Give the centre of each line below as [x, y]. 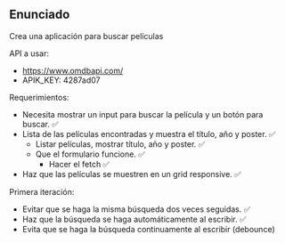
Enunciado [40, 15]
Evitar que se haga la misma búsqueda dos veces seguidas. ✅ [136, 209]
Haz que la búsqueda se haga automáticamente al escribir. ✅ [134, 219]
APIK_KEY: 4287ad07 [61, 80]
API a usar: [29, 53]
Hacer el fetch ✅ [79, 164]
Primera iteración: [42, 191]
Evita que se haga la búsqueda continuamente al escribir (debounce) [148, 229]
